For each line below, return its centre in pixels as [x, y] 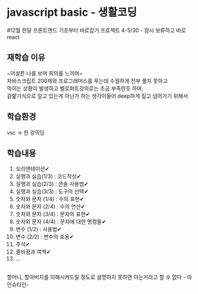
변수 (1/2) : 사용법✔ [39, 229]
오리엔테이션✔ [32, 169]
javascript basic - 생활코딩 [72, 12]
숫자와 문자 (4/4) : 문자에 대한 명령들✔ [61, 222]
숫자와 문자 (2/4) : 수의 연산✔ [51, 206]
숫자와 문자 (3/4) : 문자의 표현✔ [53, 214]
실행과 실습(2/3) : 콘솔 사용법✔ [52, 184]
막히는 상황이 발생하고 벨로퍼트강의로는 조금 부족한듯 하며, [75, 88]
